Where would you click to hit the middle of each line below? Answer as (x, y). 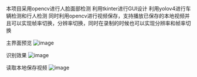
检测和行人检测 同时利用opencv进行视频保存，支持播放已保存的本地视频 (98, 16)
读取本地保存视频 (27, 68)
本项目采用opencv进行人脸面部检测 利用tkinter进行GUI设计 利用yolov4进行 (96, 8)
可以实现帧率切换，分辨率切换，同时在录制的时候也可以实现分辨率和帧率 (98, 23)
